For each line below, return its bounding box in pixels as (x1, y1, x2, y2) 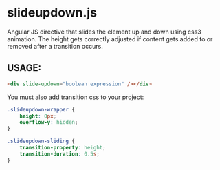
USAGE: (7, 62, 42, 74)
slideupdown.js (7, 5, 98, 21)
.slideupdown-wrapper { (7, 106, 76, 113)
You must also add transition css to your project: (7, 93, 144, 101)
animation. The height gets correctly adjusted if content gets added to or (7, 34, 213, 43)
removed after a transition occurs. (7, 42, 103, 50)
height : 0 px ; (19, 112, 57, 120)
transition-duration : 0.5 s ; (19, 150, 100, 158)
